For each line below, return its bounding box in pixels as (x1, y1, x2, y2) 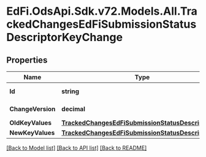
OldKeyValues (9, 118, 52, 127)
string (61, 87, 80, 96)
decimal (61, 105, 86, 113)
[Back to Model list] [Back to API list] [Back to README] (6, 144, 147, 151)
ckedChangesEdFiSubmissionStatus (6, 17, 197, 31)
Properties (6, 55, 48, 65)
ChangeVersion (9, 105, 56, 113)
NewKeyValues (9, 129, 55, 137)
